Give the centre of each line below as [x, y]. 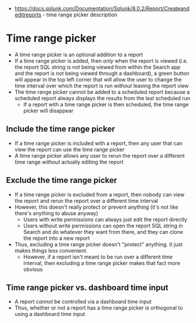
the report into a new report [56, 238]
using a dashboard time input [50, 314]
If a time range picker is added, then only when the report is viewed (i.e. [101, 60]
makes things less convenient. [51, 250]
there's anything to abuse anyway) [56, 213]
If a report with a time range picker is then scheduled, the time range [106, 104]
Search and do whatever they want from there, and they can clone [103, 232]
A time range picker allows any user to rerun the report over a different [100, 155]
